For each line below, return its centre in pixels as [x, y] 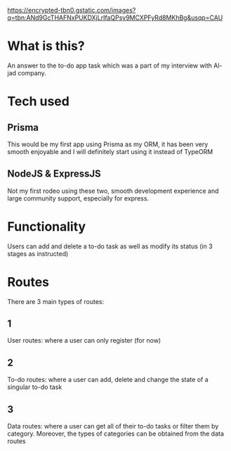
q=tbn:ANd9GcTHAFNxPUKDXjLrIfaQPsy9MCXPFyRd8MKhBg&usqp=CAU [115, 18]
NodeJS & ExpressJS [54, 174]
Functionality [47, 226]
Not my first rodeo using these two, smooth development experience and [113, 191]
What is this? [46, 46]
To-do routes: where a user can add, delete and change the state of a [108, 380]
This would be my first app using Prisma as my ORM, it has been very [108, 144]
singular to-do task [35, 387]
